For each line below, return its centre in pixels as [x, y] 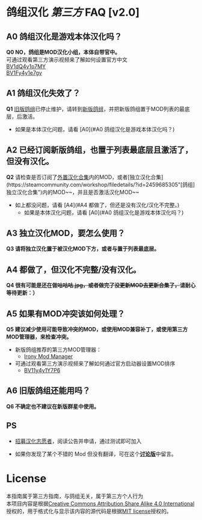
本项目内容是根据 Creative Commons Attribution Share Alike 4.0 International [100, 503]
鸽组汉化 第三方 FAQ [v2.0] [73, 12]
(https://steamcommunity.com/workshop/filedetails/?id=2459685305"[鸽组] [101, 184]
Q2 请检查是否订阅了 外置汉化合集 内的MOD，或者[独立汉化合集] [85, 177]
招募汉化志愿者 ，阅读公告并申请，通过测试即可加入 [78, 441]
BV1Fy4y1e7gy [24, 73]
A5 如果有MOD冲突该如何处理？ [66, 314]
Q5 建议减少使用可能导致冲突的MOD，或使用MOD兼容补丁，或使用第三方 [97, 330]
